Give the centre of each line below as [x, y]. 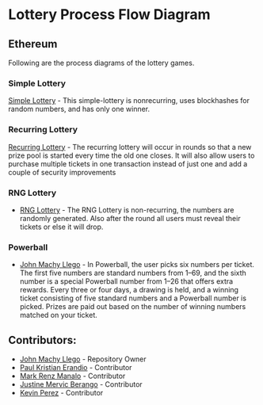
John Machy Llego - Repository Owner [83, 359]
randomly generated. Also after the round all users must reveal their [130, 218]
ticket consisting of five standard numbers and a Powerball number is [133, 298]
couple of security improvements [62, 172]
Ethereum [33, 44]
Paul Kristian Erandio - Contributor [76, 367]
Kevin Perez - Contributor [61, 393]
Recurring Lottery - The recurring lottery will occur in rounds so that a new [130, 147]
